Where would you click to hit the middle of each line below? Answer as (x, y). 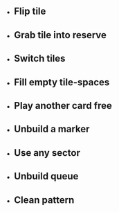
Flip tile (30, 11)
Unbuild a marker (52, 129)
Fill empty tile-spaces (62, 82)
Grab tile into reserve (60, 35)
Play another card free (63, 106)
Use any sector (47, 153)
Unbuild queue (46, 176)
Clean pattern (44, 200)
